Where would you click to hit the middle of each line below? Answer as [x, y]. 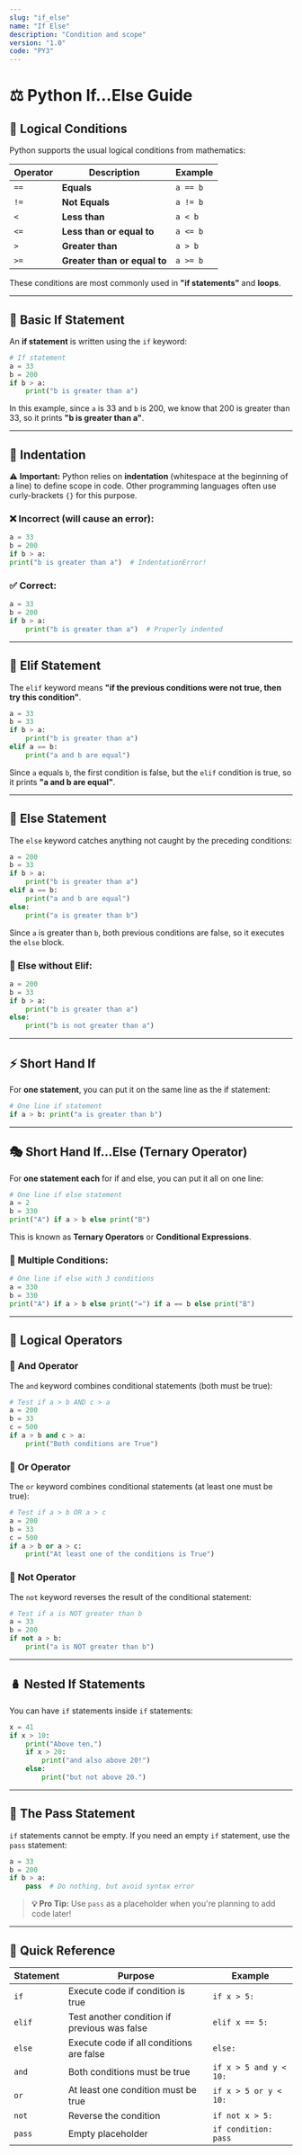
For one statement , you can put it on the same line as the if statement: [140, 1089]
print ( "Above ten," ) [64, 1744]
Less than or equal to [108, 232]
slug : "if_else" [40, 18]
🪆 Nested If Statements [77, 1684]
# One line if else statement [66, 1194]
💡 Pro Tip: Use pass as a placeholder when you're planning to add [153, 1904]
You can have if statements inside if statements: [101, 1711]
